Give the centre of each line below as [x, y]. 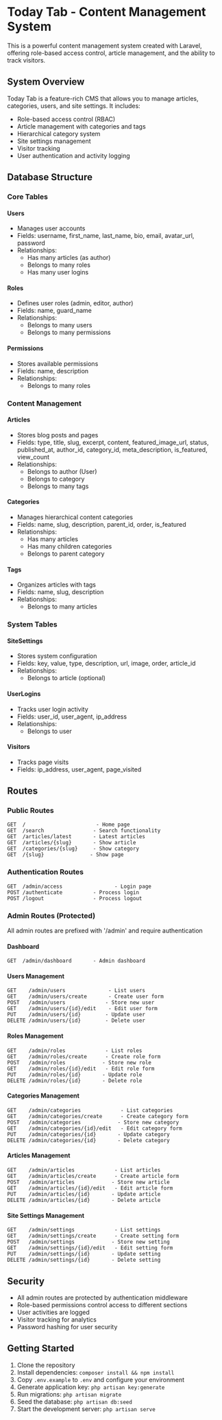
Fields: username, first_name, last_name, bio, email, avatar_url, [106, 236]
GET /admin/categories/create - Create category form [98, 1116]
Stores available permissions [58, 363]
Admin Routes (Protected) [51, 915]
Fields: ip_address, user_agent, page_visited [79, 769]
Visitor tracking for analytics [57, 1320]
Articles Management [39, 1155]
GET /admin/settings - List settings [84, 1230]
